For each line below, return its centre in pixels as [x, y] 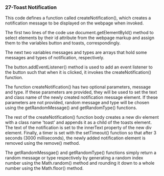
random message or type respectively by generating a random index [74, 158]
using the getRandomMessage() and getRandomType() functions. [71, 108]
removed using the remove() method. [43, 143]
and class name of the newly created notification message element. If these [82, 97]
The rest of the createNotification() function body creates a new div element [82, 117]
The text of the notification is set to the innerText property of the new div [78, 128]
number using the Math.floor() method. [45, 168]
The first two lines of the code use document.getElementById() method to [80, 33]
